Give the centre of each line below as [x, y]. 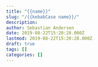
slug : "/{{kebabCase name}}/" [43, 17]
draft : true [20, 44]
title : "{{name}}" [28, 11]
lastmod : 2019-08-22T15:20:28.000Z [49, 38]
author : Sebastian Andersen [40, 28]
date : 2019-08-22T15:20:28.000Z [45, 33]
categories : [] [24, 55]
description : [22, 22]
